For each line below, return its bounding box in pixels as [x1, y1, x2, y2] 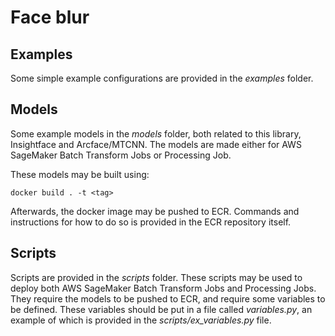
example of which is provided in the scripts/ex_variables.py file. [10, 314, 272, 326]
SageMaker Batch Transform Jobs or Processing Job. [10, 149, 232, 161]
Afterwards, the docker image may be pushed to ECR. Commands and [10, 205, 300, 217]
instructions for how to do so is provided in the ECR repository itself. [10, 216, 292, 228]
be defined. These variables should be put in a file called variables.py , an [10, 303, 313, 315]
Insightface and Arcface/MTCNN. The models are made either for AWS [10, 138, 302, 150]
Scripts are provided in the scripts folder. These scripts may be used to [10, 271, 303, 283]
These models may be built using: [10, 168, 150, 180]
